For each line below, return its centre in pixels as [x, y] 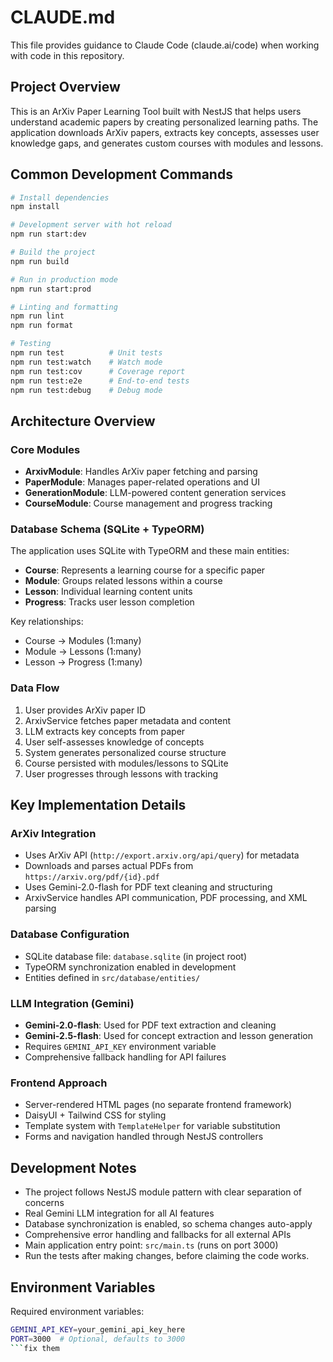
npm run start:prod [51, 289]
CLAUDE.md [63, 17]
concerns [44, 1203]
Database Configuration [70, 934]
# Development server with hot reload [91, 225]
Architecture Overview [83, 421]
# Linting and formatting [64, 307]
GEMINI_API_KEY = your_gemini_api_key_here [98, 1329]
